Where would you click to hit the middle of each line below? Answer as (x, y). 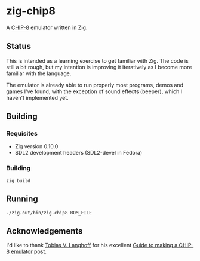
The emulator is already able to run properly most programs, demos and (95, 85)
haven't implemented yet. (37, 97)
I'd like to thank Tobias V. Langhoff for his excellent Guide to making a (92, 245)
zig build (19, 180)
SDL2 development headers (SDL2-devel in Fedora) (79, 153)
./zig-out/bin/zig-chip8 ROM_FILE (49, 213)
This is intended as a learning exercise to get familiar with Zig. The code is (98, 60)
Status (19, 46)
